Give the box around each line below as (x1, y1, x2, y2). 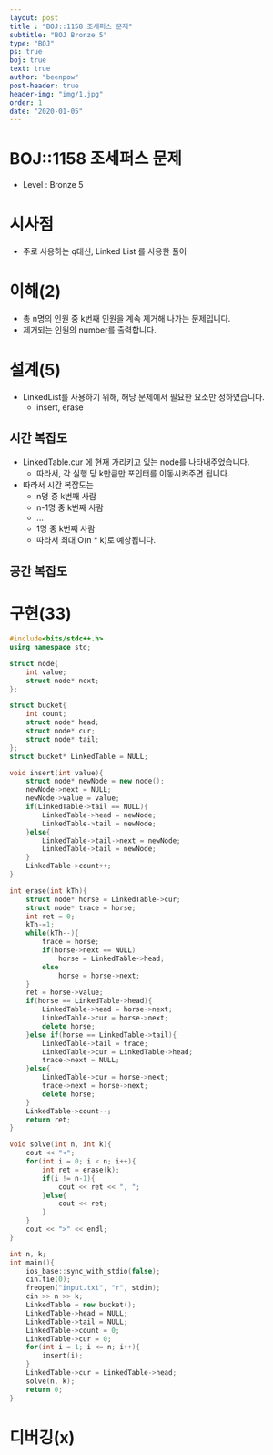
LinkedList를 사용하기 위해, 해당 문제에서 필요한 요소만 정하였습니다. (22, 392, 266, 402)
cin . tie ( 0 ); (25, 1275, 71, 1285)
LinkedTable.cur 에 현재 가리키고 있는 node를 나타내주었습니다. (22, 456, 250, 467)
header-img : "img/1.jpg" (9, 89, 104, 98)
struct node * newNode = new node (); (25, 776, 166, 786)
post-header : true (9, 81, 79, 90)
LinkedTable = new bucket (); (25, 1300, 136, 1310)
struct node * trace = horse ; (25, 903, 136, 912)
